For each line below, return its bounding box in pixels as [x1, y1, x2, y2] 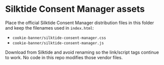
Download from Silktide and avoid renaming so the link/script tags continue [5, 49, 159, 55]
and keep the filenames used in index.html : [5, 25, 94, 31]
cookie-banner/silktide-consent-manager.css [12, 35, 106, 40]
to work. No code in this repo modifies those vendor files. [5, 54, 123, 60]
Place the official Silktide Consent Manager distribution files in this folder [5, 20, 154, 26]
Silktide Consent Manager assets [5, 3, 145, 15]
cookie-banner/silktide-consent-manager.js [12, 40, 104, 45]
